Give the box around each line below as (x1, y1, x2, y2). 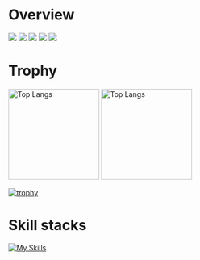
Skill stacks (8, 216, 87, 235)
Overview (8, 6, 75, 24)
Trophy (8, 62, 58, 80)
